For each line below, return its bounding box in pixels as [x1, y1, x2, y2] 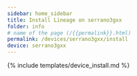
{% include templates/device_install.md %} [7, 61, 130, 69]
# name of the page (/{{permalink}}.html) [7, 29, 131, 37]
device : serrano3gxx [7, 42, 67, 49]
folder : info [7, 23, 45, 30]
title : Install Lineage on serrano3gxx [7, 17, 122, 23]
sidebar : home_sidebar [7, 10, 73, 17]
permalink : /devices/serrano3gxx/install [7, 36, 129, 43]
